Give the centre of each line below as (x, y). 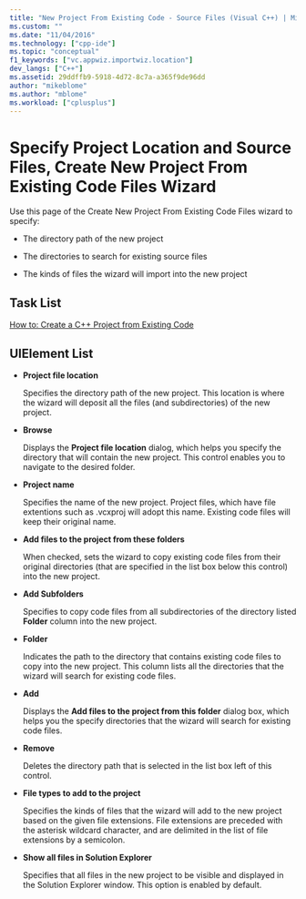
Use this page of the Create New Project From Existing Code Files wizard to (151, 211)
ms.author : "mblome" (49, 94)
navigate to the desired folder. (79, 466)
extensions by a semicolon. (74, 840)
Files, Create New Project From (129, 167)
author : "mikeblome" (49, 86)
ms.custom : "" (36, 26)
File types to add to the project (82, 792)
